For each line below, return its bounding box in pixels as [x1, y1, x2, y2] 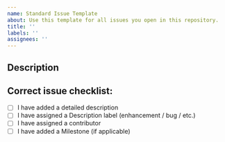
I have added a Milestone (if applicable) [17, 127, 131, 135]
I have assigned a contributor [17, 119, 101, 127]
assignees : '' [7, 36, 49, 43]
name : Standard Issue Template [7, 10, 98, 17]
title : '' [7, 23, 36, 30]
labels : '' [7, 29, 39, 37]
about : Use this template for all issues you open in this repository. [7, 17, 219, 24]
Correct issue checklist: [7, 85, 113, 97]
